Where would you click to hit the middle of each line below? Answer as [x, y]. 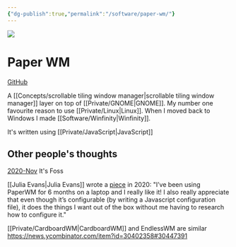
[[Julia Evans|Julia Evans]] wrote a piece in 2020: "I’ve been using [104, 185]
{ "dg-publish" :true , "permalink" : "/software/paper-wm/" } [91, 14]
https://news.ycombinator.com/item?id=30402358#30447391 [98, 236]
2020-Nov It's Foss [35, 171]
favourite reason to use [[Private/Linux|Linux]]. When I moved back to [109, 110]
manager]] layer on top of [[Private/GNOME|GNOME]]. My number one [110, 103]
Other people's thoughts [63, 154]
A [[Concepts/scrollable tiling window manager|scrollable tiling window [111, 96]
